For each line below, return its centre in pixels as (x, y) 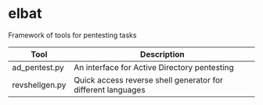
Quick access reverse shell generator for (148, 80)
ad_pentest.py (38, 67)
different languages (110, 89)
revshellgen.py (39, 85)
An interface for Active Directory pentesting (154, 67)
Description (162, 54)
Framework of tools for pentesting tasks (72, 35)
